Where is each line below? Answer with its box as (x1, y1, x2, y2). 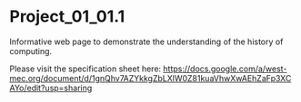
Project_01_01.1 (9, 6, 125, 27)
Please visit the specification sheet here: (9, 63, 162, 74)
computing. (9, 45, 53, 56)
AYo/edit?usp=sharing (9, 82, 93, 93)
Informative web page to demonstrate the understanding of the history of (9, 36, 284, 47)
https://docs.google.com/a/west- (163, 63, 287, 74)
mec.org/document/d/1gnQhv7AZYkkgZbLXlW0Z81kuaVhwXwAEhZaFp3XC (9, 72, 292, 83)
